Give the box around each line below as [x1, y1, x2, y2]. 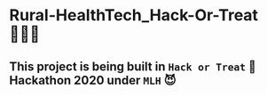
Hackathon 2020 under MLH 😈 [9, 72, 177, 88]
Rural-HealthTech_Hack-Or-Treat [9, 5, 259, 26]
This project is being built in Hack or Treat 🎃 [9, 59, 256, 74]
